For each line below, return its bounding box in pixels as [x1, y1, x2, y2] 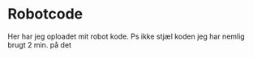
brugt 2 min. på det [7, 39, 72, 49]
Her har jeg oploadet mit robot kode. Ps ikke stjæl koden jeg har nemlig [7, 31, 245, 41]
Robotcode [7, 5, 83, 23]
